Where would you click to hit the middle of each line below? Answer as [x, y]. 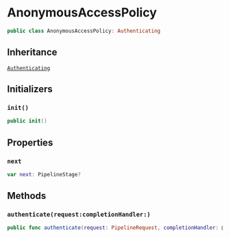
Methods [27, 196]
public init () [27, 121]
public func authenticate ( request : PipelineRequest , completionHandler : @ [116, 228]
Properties [30, 142]
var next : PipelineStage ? [44, 174]
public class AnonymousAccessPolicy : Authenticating [84, 31]
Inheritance [32, 52]
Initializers [30, 90]
